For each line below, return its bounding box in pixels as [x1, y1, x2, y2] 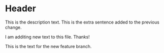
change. [5, 24, 22, 30]
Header [5, 3, 36, 14]
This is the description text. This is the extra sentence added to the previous [5, 19, 160, 25]
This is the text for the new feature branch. [5, 43, 92, 49]
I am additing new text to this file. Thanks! [5, 34, 90, 40]
